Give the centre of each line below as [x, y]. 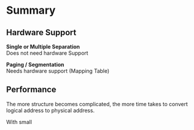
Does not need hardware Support [47, 53]
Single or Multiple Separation [43, 47]
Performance [31, 90]
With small [19, 122]
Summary [31, 10]
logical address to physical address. [50, 110]
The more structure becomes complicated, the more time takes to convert [97, 104]
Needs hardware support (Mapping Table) [58, 71]
